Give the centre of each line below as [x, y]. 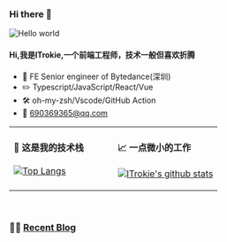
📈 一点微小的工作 [155, 147]
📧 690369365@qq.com [65, 113]
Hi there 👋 [31, 14]
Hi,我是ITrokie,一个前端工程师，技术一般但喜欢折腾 [102, 55]
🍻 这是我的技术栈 [49, 147]
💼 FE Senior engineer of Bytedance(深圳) [96, 76]
